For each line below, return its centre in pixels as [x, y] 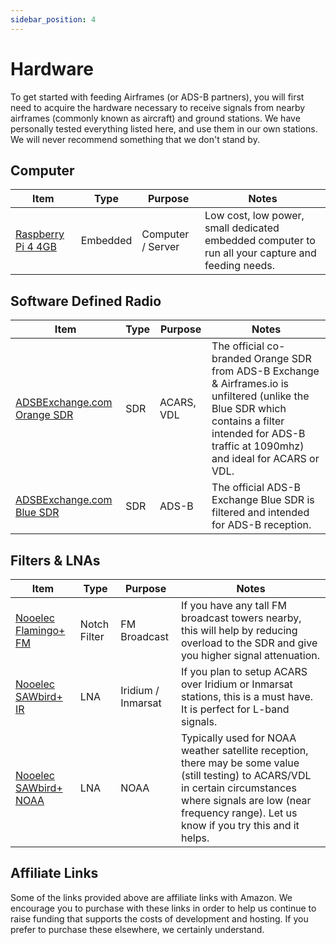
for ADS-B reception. [261, 525]
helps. [195, 838]
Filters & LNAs [55, 560]
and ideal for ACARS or [265, 459]
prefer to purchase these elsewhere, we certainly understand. [137, 929]
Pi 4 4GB [36, 247]
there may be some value [240, 763]
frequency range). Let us [239, 813]
